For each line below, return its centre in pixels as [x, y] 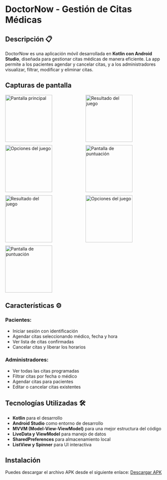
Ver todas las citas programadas [46, 371]
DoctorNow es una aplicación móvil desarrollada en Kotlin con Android [79, 53]
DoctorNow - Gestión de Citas [69, 9]
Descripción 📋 [29, 39]
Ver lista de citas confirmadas [43, 341]
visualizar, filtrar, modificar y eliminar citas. [49, 70]
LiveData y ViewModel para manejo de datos [59, 434]
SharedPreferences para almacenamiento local [61, 439]
